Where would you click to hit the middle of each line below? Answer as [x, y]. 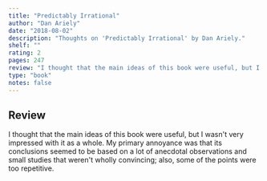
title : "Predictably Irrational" [64, 16]
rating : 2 [25, 53]
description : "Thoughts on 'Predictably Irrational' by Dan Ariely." [127, 38]
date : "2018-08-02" [41, 30]
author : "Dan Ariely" [44, 23]
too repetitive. [31, 168]
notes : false [30, 82]
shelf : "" [25, 46]
